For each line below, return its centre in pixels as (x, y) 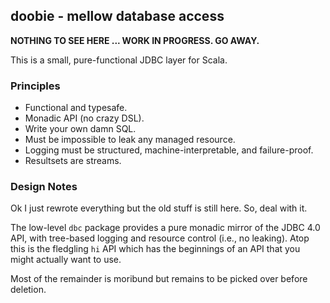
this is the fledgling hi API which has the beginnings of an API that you (155, 249)
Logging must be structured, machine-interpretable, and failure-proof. (169, 150)
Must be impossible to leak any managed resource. (130, 140)
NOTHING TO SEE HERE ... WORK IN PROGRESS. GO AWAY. (135, 40)
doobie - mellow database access (117, 16)
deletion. (28, 290)
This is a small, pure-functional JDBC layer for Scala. (119, 60)
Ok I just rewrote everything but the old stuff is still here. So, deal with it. (159, 208)
